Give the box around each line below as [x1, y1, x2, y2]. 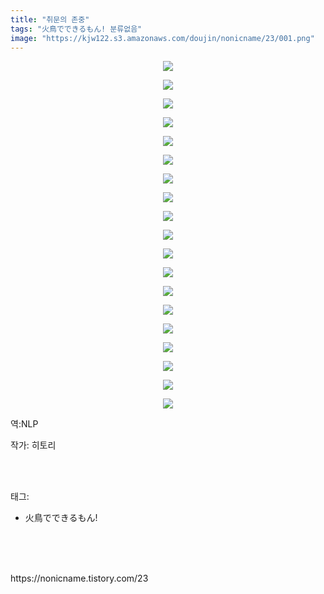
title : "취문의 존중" [10, 14, 90, 25]
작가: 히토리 [10, 439, 57, 451]
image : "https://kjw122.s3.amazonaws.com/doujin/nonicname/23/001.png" [10, 33, 315, 43]
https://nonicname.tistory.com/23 [10, 572, 149, 585]
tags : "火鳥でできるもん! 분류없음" [10, 24, 143, 34]
